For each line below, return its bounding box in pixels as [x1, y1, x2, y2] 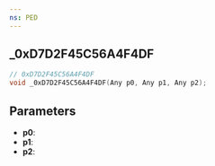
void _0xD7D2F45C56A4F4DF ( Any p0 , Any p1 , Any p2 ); [9, 78, 207, 88]
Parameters [9, 103, 76, 118]
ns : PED [9, 13, 39, 22]
